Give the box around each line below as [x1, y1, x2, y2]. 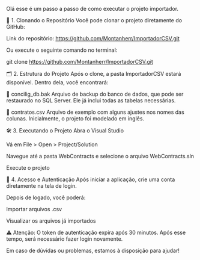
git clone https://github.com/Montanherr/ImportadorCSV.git [6, 58, 153, 65]
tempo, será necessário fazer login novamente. [6, 235, 123, 243]
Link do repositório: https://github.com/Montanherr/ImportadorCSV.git [6, 35, 180, 42]
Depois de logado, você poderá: [6, 194, 86, 201]
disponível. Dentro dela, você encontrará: [6, 79, 109, 86]
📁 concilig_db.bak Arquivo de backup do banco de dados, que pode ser [6, 90, 184, 97]
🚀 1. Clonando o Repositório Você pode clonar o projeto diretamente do [6, 17, 182, 23]
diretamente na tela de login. [6, 182, 77, 189]
